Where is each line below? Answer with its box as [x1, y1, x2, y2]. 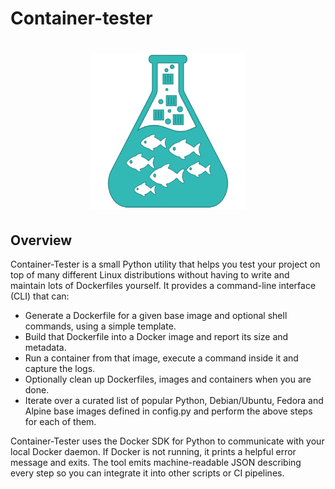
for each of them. [24, 416, 97, 428]
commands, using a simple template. [24, 320, 177, 332]
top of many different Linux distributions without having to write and [10, 269, 290, 281]
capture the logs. [24, 363, 96, 375]
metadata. [24, 342, 67, 354]
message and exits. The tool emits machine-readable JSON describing [10, 457, 302, 469]
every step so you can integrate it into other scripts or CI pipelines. [10, 467, 285, 479]
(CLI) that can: [10, 290, 70, 302]
